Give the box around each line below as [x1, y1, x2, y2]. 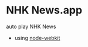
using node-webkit [14, 34, 60, 41]
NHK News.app [6, 4, 83, 17]
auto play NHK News [6, 23, 56, 30]
